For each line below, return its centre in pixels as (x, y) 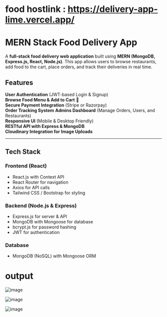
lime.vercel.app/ (40, 20)
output (19, 276)
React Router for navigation (40, 182)
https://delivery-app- (113, 9)
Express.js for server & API (40, 216)
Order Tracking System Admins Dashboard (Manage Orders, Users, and (80, 110)
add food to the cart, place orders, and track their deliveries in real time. (79, 67)
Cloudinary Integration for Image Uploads (49, 131)
